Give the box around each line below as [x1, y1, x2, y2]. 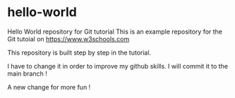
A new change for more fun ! [7, 83, 91, 91]
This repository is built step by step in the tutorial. [7, 48, 152, 57]
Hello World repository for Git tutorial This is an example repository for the [7, 27, 223, 36]
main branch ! [7, 69, 47, 78]
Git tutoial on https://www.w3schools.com [7, 34, 130, 43]
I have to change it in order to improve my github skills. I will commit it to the [7, 62, 228, 70]
